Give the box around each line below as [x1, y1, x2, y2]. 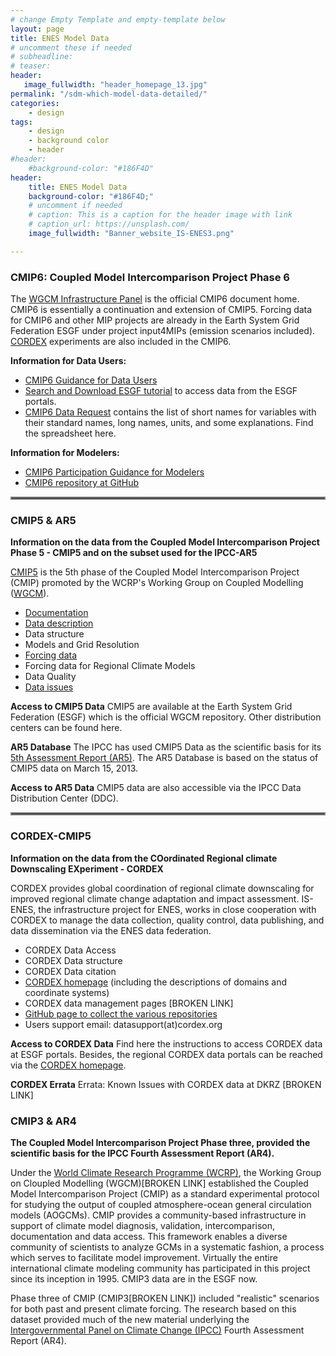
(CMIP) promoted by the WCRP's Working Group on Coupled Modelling [10, 577, 304, 589]
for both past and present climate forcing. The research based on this [10, 1302, 297, 1315]
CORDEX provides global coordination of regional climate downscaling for [10, 882, 315, 894]
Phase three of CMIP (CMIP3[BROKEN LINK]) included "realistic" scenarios [10, 1292, 320, 1304]
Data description [24, 617, 94, 630]
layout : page [10, 24, 65, 34]
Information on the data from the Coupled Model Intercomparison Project [10, 536, 320, 548]
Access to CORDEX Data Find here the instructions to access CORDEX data [10, 1037, 323, 1050]
